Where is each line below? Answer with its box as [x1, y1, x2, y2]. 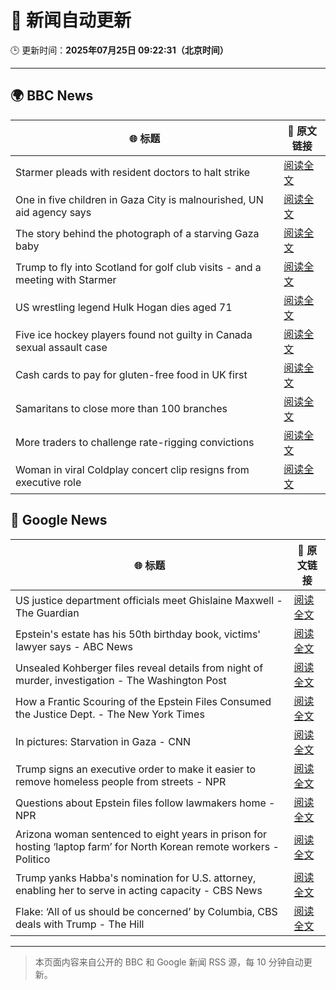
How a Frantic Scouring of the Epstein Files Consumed [15, 694, 272, 708]
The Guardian [15, 606, 80, 620]
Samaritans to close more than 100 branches [15, 401, 228, 415]
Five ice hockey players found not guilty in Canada [15, 327, 253, 341]
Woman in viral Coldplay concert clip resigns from [15, 462, 250, 476]
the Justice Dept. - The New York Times [15, 707, 205, 721]
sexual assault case [15, 340, 108, 354]
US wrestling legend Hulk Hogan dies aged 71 [15, 300, 233, 314]
